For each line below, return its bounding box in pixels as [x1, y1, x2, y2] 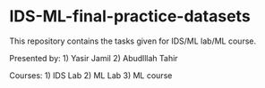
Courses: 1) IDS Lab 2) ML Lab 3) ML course [9, 69, 173, 81]
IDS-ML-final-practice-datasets [9, 6, 251, 27]
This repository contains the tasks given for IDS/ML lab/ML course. [9, 36, 257, 46]
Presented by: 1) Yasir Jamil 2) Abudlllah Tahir [9, 52, 178, 63]
